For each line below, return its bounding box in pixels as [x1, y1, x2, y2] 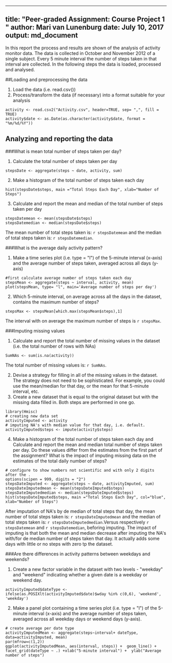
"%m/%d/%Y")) [5, 120, 33, 126]
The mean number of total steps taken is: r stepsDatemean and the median [5, 229, 162, 235]
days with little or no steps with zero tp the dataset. [5, 540, 114, 547]
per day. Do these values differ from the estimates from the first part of [12, 447, 163, 453]
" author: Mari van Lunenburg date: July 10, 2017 [5, 23, 164, 32]
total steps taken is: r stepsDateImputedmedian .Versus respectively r [5, 519, 149, 525]
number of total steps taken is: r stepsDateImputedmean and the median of [5, 513, 161, 519]
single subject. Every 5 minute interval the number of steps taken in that [5, 55, 157, 62]
